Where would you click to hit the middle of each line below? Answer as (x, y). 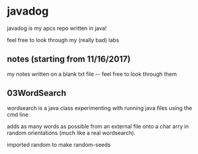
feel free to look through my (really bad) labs (63, 40)
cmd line (18, 114)
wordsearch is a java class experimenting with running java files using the (100, 108)
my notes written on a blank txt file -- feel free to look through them (92, 74)
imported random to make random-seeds (59, 144)
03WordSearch (37, 93)
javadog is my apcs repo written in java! (57, 28)
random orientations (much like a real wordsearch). (71, 133)
